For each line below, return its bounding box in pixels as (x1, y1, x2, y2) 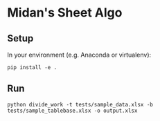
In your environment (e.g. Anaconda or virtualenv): (7, 50, 152, 59)
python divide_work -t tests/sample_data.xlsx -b (7, 101, 154, 108)
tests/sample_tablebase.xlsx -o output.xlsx (7, 107, 138, 114)
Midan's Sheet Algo (7, 5, 123, 21)
